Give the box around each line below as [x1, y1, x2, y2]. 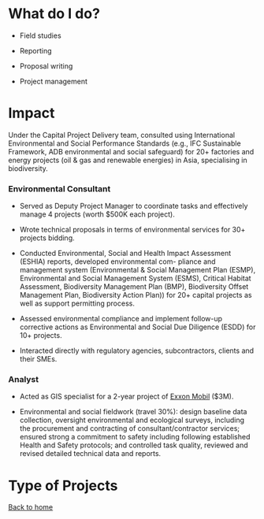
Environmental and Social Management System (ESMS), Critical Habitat [19, 273, 251, 284]
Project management [19, 76, 88, 86]
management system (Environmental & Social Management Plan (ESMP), [19, 265, 256, 275]
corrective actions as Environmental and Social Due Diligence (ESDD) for [19, 322, 256, 332]
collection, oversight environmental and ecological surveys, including [19, 415, 245, 425]
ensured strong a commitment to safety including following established [19, 432, 251, 442]
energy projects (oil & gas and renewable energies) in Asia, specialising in [8, 155, 248, 165]
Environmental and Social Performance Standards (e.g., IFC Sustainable [8, 139, 242, 148]
